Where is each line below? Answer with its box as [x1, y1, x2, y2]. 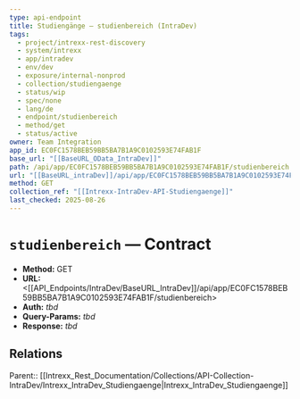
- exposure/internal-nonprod [17, 71, 126, 80]
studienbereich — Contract [9, 234, 212, 254]
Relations [9, 346, 63, 362]
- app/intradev [17, 54, 74, 63]
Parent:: [9, 370, 38, 380]
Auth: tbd [21, 301, 59, 312]
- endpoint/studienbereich [17, 112, 118, 121]
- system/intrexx [17, 46, 82, 55]
